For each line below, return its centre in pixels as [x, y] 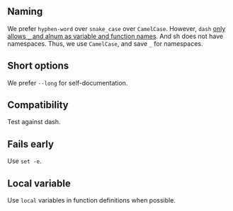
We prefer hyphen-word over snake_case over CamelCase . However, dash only [116, 28]
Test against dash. [34, 122]
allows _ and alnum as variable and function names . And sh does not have [115, 36]
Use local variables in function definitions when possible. [91, 200]
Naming [25, 12]
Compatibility [38, 105]
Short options [38, 66]
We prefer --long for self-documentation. [68, 83]
